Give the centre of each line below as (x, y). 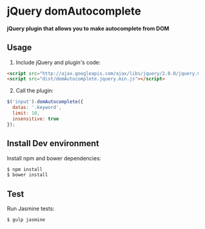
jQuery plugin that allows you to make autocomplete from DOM (88, 28)
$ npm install (25, 169)
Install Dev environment (53, 143)
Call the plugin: (35, 91)
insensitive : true (36, 119)
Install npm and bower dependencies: (54, 158)
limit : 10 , (26, 113)
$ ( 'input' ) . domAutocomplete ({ (45, 102)
